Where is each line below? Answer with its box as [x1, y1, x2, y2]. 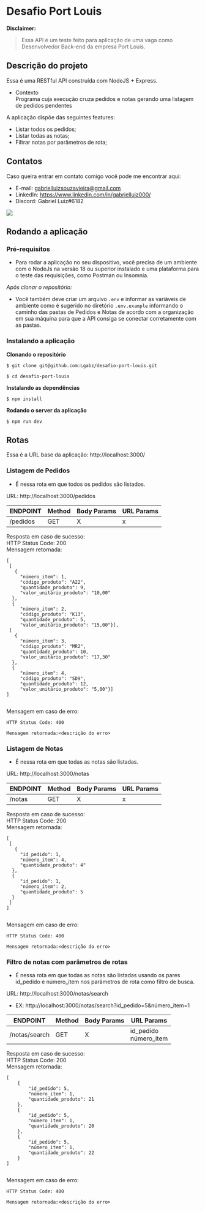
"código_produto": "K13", [20, 611, 86, 617]
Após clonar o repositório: [6, 283, 72, 291]
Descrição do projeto [6, 61, 88, 71]
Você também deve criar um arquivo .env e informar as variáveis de [15, 296, 187, 303]
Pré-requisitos [6, 245, 50, 253]
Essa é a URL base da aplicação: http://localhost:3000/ [6, 451, 146, 458]
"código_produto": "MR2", [20, 643, 86, 649]
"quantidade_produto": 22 [28, 1150, 95, 1156]
